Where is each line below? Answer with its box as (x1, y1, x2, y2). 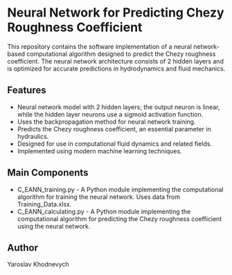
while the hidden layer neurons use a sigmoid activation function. (17, 110, 204, 118)
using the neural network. (17, 222, 91, 230)
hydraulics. (17, 132, 49, 140)
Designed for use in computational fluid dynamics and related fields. (17, 140, 213, 148)
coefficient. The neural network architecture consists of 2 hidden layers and (7, 57, 224, 65)
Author (7, 242, 38, 254)
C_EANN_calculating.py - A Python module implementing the (17, 207, 191, 216)
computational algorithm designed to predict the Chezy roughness (26, 50, 216, 58)
